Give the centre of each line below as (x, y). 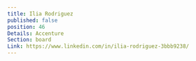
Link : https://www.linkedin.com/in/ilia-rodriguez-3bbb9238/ (98, 46)
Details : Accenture (36, 33)
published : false (33, 20)
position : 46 (26, 27)
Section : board (29, 40)
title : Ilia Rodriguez (40, 14)
